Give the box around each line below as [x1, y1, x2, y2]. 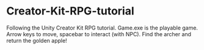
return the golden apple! [6, 37, 67, 44]
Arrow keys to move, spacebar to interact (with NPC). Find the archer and [6, 30, 191, 37]
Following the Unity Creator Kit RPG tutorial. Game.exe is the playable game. [6, 24, 199, 31]
